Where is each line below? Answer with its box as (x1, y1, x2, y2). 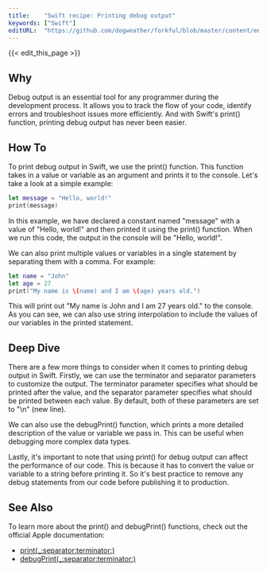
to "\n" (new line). (8, 405, 66, 414)
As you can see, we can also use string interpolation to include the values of (8, 309, 258, 319)
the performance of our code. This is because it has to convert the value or (8, 460, 254, 470)
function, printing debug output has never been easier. (8, 118, 187, 127)
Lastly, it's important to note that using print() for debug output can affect (8, 453, 249, 462)
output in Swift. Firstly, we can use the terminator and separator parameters (8, 371, 257, 380)
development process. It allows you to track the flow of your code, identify (8, 101, 252, 111)
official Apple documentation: (8, 530, 105, 539)
